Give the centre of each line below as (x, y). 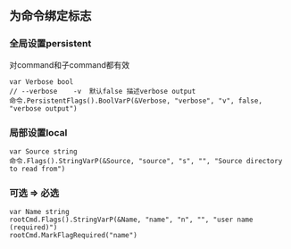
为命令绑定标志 (50, 16)
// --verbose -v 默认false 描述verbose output (103, 91)
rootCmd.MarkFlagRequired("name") (74, 236)
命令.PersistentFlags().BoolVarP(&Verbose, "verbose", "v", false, (136, 101)
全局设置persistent (50, 44)
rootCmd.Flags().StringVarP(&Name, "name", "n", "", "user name (131, 220)
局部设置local (38, 132)
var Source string (43, 151)
